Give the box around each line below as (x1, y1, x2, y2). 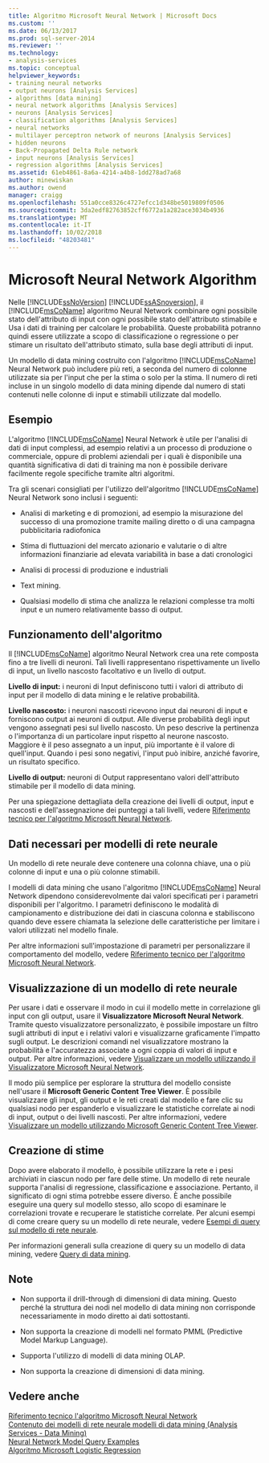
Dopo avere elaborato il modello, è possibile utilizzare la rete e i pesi (8, 1165, 234, 1174)
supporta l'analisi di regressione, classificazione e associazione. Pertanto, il (8, 1182, 259, 1192)
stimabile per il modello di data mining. (8, 781, 137, 791)
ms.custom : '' (8, 19, 56, 27)
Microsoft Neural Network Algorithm (8, 271, 257, 289)
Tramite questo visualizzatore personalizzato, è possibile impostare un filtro (8, 1020, 259, 1030)
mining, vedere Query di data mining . (8, 1249, 131, 1259)
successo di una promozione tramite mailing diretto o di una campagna (19, 516, 255, 527)
